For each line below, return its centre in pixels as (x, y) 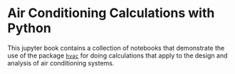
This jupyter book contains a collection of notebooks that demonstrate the (116, 48)
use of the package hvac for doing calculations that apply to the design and (117, 55)
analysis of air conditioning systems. (61, 63)
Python (29, 28)
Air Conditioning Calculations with (111, 13)
